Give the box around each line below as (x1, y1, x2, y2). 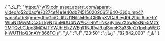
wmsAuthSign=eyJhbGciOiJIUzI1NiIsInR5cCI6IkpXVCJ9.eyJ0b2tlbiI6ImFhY (5, 15, 157, 20)
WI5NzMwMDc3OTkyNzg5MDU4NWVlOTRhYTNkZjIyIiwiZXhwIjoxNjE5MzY (5, 20, 159, 25)
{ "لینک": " (5, 4, 25, 10)
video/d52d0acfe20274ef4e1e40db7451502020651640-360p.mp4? (5, 9, 143, 15)
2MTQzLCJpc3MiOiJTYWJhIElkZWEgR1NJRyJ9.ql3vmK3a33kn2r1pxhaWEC (5, 25, 160, 31)
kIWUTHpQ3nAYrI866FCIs (5, 30, 59, 36)
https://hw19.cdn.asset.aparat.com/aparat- (24, 4, 112, 10)
